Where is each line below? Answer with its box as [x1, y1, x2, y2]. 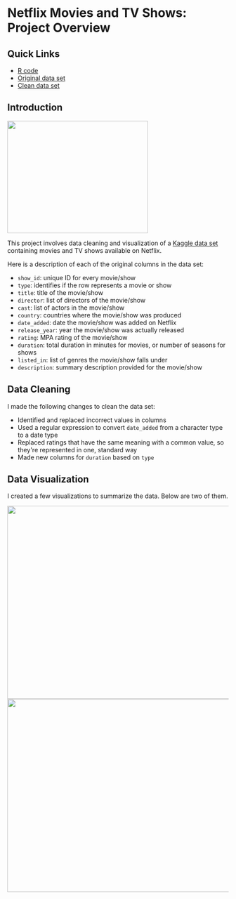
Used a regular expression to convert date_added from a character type [17, 423, 223, 431]
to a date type [17, 431, 58, 439]
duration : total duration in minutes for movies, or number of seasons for [17, 341, 226, 349]
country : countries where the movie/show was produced [17, 310, 181, 319]
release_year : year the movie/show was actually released [17, 325, 185, 334]
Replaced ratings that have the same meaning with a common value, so [17, 438, 225, 447]
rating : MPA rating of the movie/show [17, 333, 128, 341]
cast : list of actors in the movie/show [17, 303, 125, 312]
